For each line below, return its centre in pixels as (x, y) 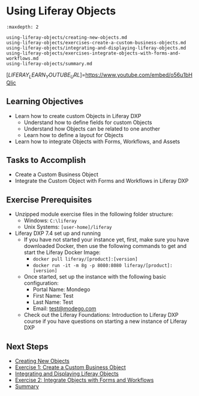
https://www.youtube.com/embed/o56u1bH (139, 75)
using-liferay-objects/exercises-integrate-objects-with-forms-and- (94, 53)
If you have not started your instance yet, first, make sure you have (106, 240)
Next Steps (27, 347)
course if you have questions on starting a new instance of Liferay (105, 321)
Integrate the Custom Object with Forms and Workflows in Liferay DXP (102, 181)
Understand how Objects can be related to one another (92, 129)
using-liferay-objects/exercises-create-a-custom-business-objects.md (96, 43)
